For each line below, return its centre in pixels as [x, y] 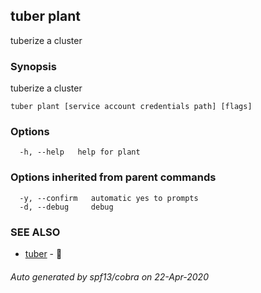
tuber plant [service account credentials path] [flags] [131, 107]
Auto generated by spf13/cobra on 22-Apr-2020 [109, 276]
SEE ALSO [35, 232]
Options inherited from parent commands [113, 177]
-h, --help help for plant [80, 152]
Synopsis [33, 66]
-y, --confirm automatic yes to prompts [109, 198]
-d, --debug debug [66, 207]
